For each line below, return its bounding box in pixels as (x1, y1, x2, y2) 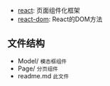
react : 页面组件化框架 (17, 6, 80, 14)
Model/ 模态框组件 (17, 56, 67, 65)
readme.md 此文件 (17, 71, 70, 80)
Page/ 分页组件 (17, 64, 58, 73)
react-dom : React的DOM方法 (17, 15, 103, 23)
